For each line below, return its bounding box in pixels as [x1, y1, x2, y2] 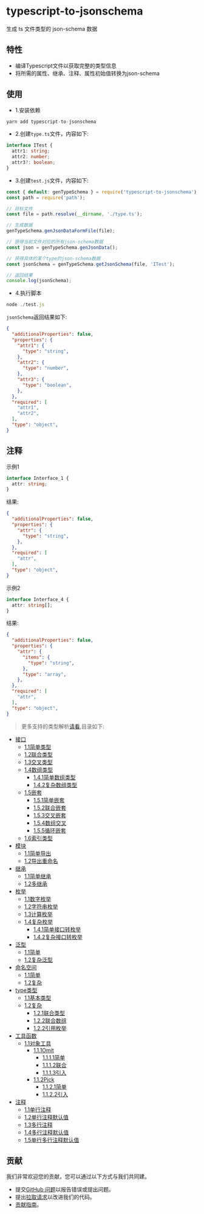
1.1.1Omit [33, 1046, 55, 1053]
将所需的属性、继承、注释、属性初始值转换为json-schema [15, 69, 160, 77]
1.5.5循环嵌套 [33, 827, 66, 834]
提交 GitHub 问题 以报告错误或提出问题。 [15, 1186, 114, 1193]
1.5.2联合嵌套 [33, 804, 67, 811]
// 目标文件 [6, 206, 33, 212]
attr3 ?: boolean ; [12, 159, 56, 165]
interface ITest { [6, 142, 53, 148]
